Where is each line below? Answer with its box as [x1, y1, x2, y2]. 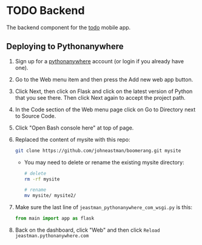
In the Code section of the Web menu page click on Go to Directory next [15, 106, 196, 113]
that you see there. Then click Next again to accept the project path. [15, 94, 186, 101]
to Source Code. [15, 112, 56, 119]
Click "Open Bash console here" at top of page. [15, 124, 134, 131]
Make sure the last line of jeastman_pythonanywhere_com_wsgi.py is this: [15, 204, 193, 211]
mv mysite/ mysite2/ [24, 193, 76, 199]
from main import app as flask [15, 215, 95, 222]
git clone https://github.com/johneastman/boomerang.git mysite [15, 147, 181, 154]
